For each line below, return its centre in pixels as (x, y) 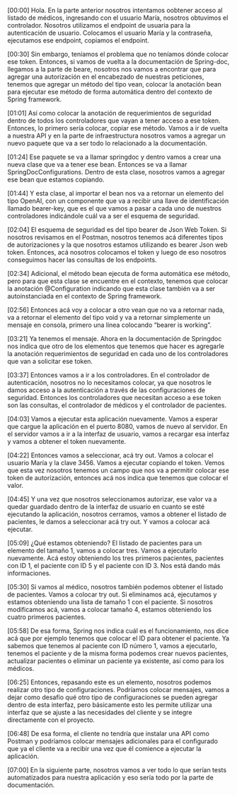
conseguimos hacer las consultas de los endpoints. (82, 260)
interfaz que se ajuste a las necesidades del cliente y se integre (100, 712)
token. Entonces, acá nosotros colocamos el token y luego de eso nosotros (117, 252)
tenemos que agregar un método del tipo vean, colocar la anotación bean (114, 84)
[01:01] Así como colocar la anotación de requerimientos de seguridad (110, 113)
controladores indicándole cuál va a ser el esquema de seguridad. (104, 216)
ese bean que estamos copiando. (56, 179)
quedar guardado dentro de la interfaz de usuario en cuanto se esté (106, 507)
